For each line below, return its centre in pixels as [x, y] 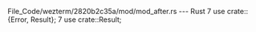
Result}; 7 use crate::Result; [76, 20]
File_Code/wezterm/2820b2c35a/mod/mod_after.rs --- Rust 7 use [116, 11]
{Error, [18, 20]
